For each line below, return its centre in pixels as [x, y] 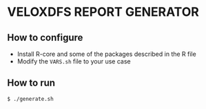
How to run [31, 83]
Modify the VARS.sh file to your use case [74, 61]
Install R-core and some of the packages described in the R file [106, 54]
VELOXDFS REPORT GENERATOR [103, 12]
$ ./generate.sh [30, 99]
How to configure [45, 38]
